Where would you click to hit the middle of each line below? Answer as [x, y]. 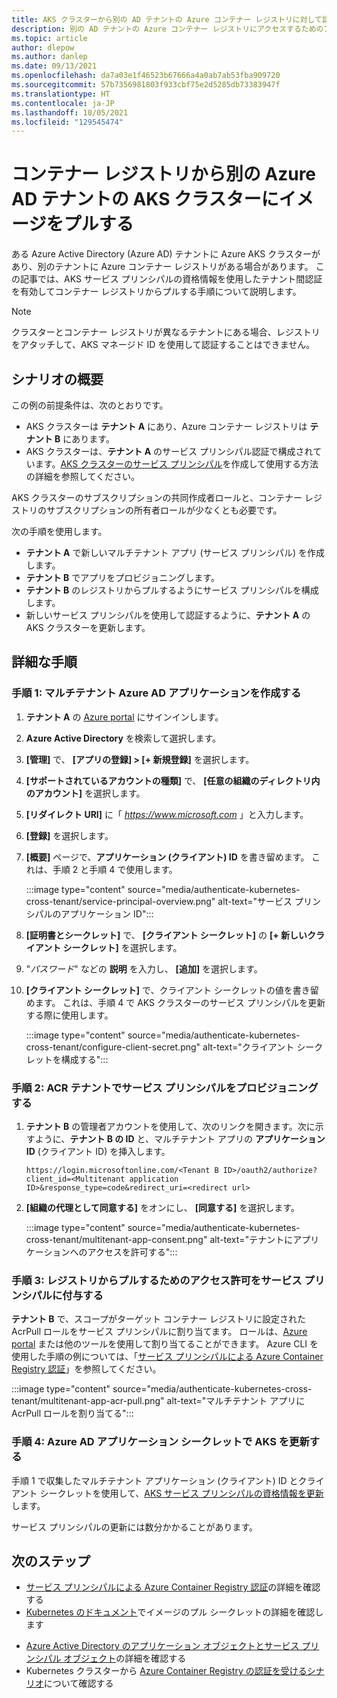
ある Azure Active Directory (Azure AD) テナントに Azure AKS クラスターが [166, 254]
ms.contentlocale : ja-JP [63, 103]
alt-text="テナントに [251, 1239]
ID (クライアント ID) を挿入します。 [98, 1151]
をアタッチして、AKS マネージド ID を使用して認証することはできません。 [163, 345]
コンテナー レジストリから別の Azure [164, 174]
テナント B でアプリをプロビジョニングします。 [122, 577]
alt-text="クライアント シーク [263, 1047]
